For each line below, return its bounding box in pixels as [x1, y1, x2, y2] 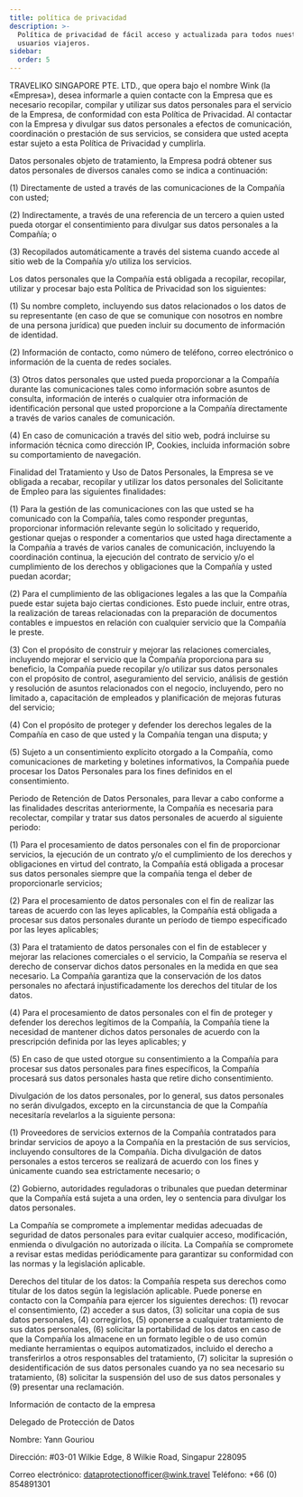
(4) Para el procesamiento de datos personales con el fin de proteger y [9, 1008, 273, 1018]
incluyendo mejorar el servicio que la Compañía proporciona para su [9, 654, 264, 665]
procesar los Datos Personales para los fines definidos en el [9, 766, 233, 776]
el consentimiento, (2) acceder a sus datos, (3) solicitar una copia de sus [9, 1304, 280, 1315]
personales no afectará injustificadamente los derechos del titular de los [9, 981, 278, 990]
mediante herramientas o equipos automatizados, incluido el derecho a [9, 1343, 273, 1353]
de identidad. [9, 329, 59, 340]
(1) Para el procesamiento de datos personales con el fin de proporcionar [9, 839, 281, 850]
